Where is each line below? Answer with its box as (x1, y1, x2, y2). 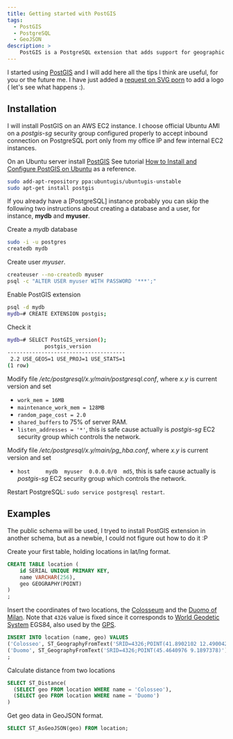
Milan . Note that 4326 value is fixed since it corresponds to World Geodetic (7, 613, 220, 621)
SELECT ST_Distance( (7, 679, 67, 686)
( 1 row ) (7, 363, 30, 369)
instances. (7, 143, 37, 152)
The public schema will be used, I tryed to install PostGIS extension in (7, 526, 206, 534)
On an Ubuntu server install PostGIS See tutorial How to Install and (7, 157, 197, 166)
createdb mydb (7, 245, 49, 253)
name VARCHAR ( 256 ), (19, 573, 76, 581)
